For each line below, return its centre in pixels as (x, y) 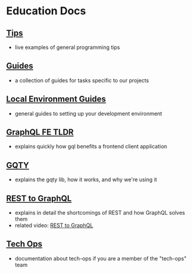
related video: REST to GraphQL (54, 225)
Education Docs (46, 11)
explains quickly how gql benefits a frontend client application (91, 147)
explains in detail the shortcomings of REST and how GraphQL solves (100, 213)
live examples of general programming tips (67, 47)
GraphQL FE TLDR (40, 132)
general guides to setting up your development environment (88, 113)
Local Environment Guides (56, 99)
